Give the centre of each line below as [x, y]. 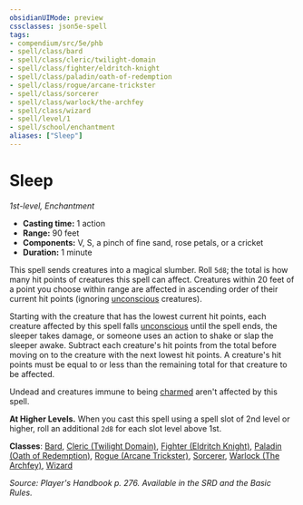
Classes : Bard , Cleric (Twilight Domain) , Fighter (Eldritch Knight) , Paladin [146, 446]
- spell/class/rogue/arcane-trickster [83, 85]
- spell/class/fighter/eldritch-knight [85, 69]
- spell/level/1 [40, 119]
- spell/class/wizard [50, 111]
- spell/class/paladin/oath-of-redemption [91, 77]
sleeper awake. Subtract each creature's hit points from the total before [143, 345]
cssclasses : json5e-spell [58, 26]
